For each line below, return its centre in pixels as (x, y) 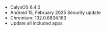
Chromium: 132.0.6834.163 (38, 18)
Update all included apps (36, 23)
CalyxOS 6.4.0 (25, 7)
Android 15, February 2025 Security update (55, 12)
